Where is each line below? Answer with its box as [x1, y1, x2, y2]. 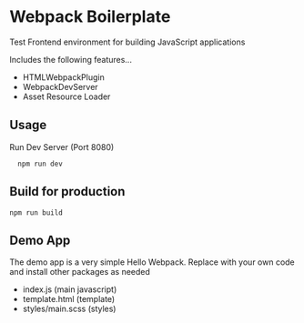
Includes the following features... [9, 54, 132, 65]
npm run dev [17, 159, 64, 168]
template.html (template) [22, 294, 116, 305]
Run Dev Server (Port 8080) [9, 141, 115, 152]
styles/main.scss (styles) [22, 303, 117, 315]
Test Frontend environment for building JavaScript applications [9, 36, 246, 47]
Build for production [9, 184, 126, 199]
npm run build [9, 207, 64, 217]
